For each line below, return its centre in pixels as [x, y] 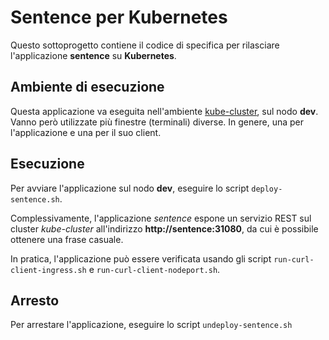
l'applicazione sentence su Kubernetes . [93, 55]
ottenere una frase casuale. [67, 239]
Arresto [35, 300]
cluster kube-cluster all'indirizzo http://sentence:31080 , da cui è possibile [164, 228]
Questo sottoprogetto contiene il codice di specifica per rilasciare [145, 45]
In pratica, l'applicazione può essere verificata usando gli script [141, 258]
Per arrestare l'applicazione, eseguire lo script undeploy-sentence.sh [151, 325]
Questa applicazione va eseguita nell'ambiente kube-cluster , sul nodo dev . [164, 111]
